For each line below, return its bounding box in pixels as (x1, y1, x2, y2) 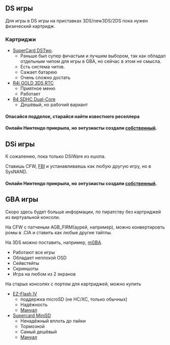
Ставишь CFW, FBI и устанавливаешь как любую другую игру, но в (5, 163, 151, 169)
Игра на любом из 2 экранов (12, 270, 76, 277)
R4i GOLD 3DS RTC (12, 80, 54, 86)
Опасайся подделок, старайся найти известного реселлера (5, 113, 140, 119)
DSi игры (5, 140, 35, 149)
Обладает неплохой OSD (12, 255, 67, 261)
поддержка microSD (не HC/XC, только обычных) (20, 296, 128, 302)
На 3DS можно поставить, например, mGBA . (5, 239, 103, 245)
